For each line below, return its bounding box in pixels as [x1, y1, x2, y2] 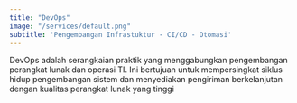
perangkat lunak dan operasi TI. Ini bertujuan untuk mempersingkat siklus [9, 64, 283, 75]
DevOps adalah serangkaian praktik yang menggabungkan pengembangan [9, 55, 288, 66]
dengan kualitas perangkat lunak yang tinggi [9, 83, 174, 95]
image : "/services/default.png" [9, 22, 131, 31]
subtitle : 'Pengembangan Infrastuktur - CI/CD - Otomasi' [9, 30, 232, 39]
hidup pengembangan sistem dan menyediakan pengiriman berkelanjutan [9, 74, 283, 85]
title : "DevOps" [9, 13, 70, 23]
